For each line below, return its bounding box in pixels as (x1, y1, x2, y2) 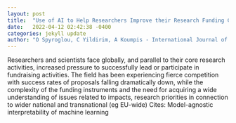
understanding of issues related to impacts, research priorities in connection (7, 93, 228, 102)
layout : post (7, 10, 46, 18)
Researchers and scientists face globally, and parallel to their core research (7, 56, 226, 64)
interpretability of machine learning (7, 108, 109, 117)
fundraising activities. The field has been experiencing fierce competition (7, 71, 219, 79)
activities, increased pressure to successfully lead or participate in (7, 63, 199, 72)
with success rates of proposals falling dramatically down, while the (7, 78, 204, 86)
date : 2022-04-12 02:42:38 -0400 (7, 23, 112, 30)
